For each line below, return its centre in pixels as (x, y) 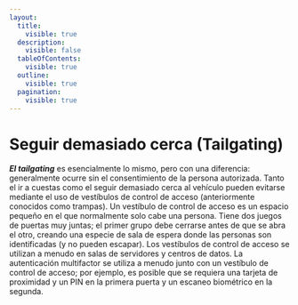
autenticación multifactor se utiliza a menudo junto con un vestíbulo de (139, 263)
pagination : (40, 92)
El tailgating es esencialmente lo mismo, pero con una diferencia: (130, 169)
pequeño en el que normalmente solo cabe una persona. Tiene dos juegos (145, 216)
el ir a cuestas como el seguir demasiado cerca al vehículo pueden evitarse (147, 188)
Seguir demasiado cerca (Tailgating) (146, 144)
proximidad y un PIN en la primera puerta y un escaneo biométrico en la (141, 282)
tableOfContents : (49, 59)
